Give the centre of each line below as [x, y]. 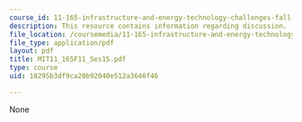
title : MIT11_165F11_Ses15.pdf [68, 59]
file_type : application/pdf [62, 43]
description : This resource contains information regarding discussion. [148, 26]
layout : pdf [31, 51]
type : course [34, 68]
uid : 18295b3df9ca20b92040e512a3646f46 [84, 76]
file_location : [38, 34]
